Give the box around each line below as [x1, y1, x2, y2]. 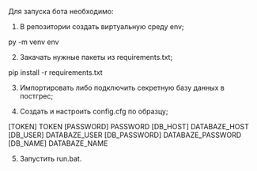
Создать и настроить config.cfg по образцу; [19, 106, 168, 116]
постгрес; [19, 91, 54, 101]
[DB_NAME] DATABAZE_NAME [8, 139, 108, 148]
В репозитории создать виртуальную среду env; [19, 22, 184, 31]
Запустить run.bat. [19, 154, 82, 163]
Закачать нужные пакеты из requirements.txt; [19, 53, 173, 61]
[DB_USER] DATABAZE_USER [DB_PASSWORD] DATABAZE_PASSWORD [8, 130, 242, 139]
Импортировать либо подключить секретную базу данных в [19, 83, 225, 92]
